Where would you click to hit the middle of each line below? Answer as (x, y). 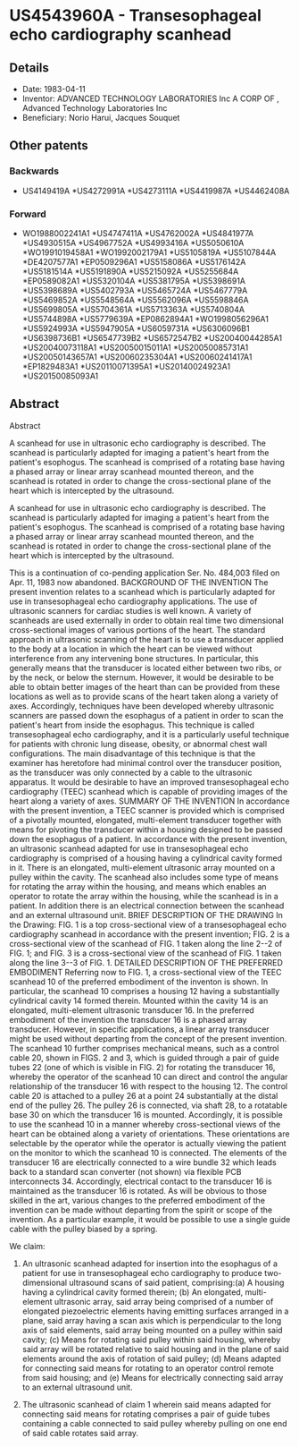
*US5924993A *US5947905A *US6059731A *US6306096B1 (136, 328)
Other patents (49, 145)
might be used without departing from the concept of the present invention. (148, 1038)
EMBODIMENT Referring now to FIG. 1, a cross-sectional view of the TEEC (145, 972)
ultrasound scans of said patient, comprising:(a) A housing (177, 1282)
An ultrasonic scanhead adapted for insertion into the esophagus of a (150, 1264)
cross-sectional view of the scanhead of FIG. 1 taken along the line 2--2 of (146, 943)
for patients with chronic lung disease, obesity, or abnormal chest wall (138, 744)
